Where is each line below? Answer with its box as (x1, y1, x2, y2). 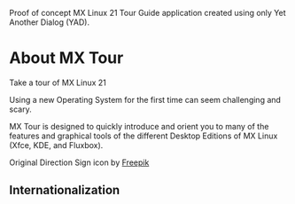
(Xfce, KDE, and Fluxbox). (9, 139, 104, 150)
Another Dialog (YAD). (9, 17, 90, 27)
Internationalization (9, 183, 120, 198)
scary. (9, 104, 33, 114)
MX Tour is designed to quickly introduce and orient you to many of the (9, 121, 269, 131)
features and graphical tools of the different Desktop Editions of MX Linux (9, 130, 278, 141)
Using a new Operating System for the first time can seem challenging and (9, 94, 282, 105)
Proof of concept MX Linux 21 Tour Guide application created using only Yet (9, 8, 286, 18)
